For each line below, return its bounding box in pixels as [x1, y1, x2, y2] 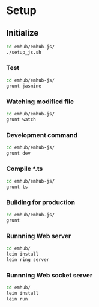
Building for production [6, 198, 76, 206]
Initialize [6, 28, 39, 38]
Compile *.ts [6, 164, 43, 173]
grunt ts [6, 184, 28, 190]
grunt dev [6, 150, 31, 157]
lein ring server [6, 257, 50, 263]
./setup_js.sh [6, 49, 42, 55]
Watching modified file [6, 97, 74, 106]
